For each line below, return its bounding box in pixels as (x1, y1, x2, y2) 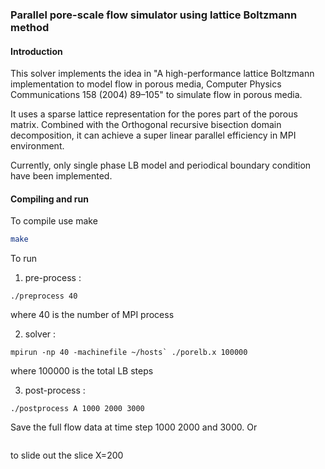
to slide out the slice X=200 (10, 449, 124, 462)
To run (10, 253, 38, 265)
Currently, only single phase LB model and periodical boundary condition (10, 159, 312, 172)
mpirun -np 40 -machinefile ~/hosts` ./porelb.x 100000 (10, 348, 248, 358)
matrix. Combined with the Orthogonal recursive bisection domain (10, 119, 282, 131)
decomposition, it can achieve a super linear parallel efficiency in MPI (10, 129, 297, 142)
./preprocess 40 (10, 291, 78, 302)
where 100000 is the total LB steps (10, 365, 154, 377)
